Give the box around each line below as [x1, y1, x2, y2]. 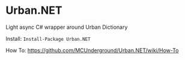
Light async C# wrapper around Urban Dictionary [5, 23, 128, 31]
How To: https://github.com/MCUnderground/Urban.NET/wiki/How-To [5, 46, 179, 54]
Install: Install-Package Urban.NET [5, 35, 91, 42]
